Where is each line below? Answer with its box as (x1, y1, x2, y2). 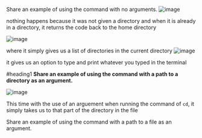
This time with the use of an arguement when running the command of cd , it (6, 100, 195, 107)
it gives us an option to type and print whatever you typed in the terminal (6, 59, 187, 66)
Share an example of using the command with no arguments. (6, 6, 158, 13)
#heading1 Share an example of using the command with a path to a (6, 71, 178, 78)
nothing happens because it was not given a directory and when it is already (6, 17, 196, 24)
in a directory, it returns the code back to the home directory (6, 24, 157, 31)
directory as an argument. (6, 77, 73, 84)
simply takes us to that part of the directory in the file (6, 107, 138, 114)
